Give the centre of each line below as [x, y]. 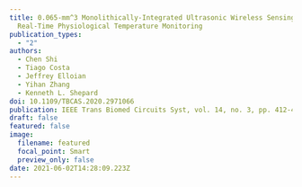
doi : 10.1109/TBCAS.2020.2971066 [72, 101]
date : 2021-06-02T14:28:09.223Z [70, 168]
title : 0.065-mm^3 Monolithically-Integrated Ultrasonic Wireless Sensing [152, 18]
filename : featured [54, 143]
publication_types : [46, 34]
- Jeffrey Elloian [52, 76]
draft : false [34, 118]
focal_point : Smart [54, 151]
